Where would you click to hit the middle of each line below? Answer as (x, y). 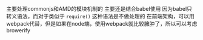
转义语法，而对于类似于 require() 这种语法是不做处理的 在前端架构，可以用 (101, 16)
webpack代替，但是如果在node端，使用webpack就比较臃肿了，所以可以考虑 (102, 24)
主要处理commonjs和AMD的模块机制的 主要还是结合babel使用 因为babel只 (99, 9)
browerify (18, 30)
